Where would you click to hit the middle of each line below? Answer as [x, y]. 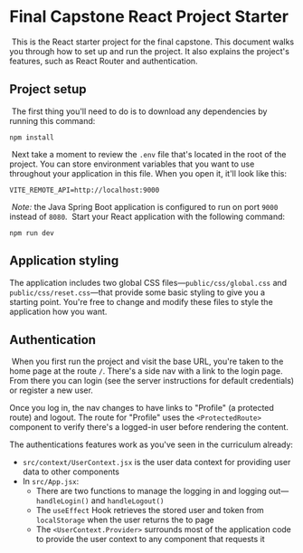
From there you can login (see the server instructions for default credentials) [152, 381]
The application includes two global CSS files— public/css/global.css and [148, 282]
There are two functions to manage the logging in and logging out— [162, 491]
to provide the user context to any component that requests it [150, 539]
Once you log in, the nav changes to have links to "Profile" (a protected [142, 408]
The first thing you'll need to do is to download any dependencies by [139, 111]
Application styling [64, 261]
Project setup [48, 89]
